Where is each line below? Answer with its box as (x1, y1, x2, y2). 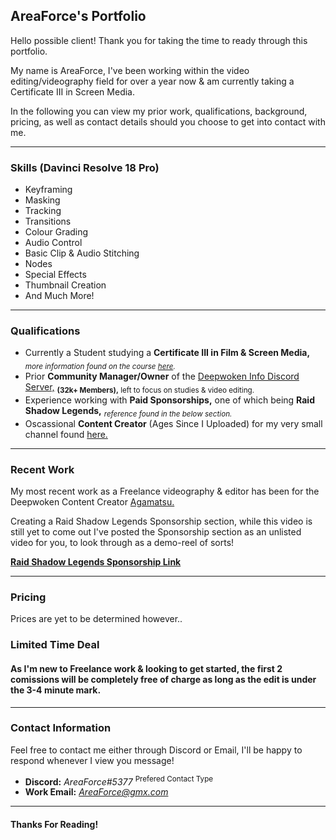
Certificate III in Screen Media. (10, 85, 135, 98)
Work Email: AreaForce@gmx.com (24, 786, 169, 798)
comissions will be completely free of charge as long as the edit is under (10, 673, 317, 685)
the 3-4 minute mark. (10, 684, 102, 696)
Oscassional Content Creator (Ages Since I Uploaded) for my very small (24, 417, 323, 429)
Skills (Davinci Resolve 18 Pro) (10, 160, 160, 174)
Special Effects (24, 269, 87, 281)
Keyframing (24, 184, 73, 196)
